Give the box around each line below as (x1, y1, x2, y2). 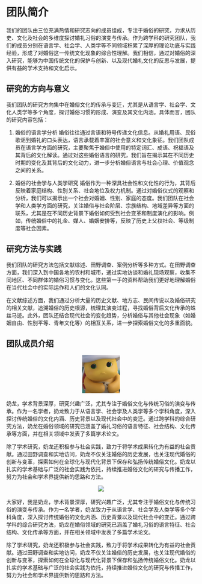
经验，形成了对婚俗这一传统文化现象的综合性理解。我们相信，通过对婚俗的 (6, 49, 191, 56)
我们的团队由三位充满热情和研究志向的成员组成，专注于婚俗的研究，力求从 (6, 27, 191, 34)
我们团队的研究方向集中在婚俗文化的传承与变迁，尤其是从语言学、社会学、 (6, 101, 191, 108)
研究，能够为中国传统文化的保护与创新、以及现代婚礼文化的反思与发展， (11, 57, 191, 64)
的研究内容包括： (6, 116, 49, 123)
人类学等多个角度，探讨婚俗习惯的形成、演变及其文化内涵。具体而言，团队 (11, 108, 196, 115)
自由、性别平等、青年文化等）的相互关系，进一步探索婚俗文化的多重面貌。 (11, 319, 196, 326)
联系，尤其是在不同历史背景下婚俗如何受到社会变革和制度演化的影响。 (14, 209, 189, 217)
